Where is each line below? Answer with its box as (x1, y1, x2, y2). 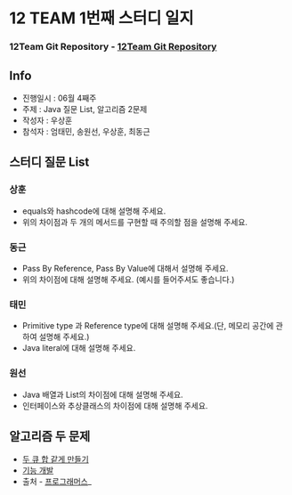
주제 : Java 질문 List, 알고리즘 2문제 (21, 103, 148, 114)
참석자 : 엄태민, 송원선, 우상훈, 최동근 (21, 126, 150, 136)
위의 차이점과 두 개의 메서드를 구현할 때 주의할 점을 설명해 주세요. (21, 216, 247, 227)
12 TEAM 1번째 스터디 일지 (9, 8, 194, 28)
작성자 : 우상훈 (21, 115, 73, 126)
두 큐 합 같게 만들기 (21, 454, 89, 465)
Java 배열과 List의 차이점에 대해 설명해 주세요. (21, 389, 184, 400)
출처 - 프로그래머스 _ (21, 476, 92, 487)
